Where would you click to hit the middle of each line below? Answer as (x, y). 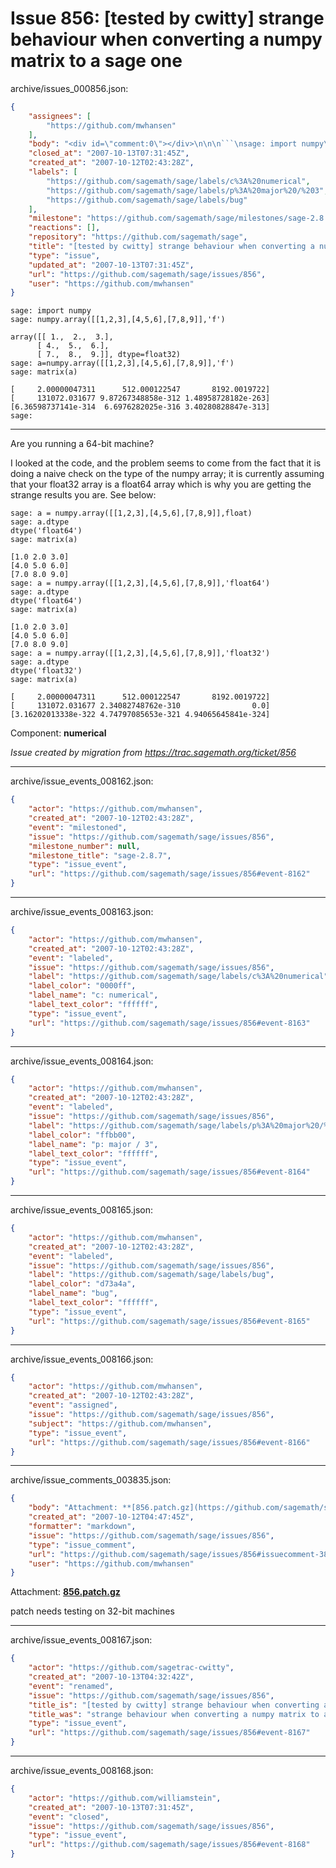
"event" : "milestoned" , (78, 827)
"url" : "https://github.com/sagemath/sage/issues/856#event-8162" (169, 874)
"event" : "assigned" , (73, 1405)
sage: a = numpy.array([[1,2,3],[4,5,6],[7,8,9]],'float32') (140, 653)
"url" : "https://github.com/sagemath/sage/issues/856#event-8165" (169, 1321)
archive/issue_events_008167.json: (81, 1640)
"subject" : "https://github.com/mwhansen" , (120, 1423)
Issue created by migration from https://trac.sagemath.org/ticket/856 (153, 753)
